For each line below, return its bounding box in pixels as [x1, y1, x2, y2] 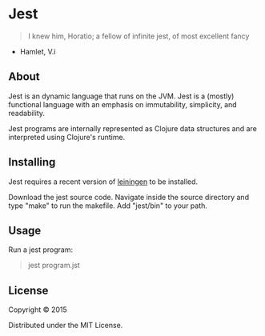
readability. [8, 108, 46, 118]
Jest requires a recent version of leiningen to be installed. [8, 177, 199, 186]
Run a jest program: [8, 245, 74, 254]
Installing [8, 155, 56, 169]
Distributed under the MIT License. [8, 321, 123, 330]
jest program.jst [27, 261, 80, 270]
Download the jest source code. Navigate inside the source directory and [8, 192, 250, 202]
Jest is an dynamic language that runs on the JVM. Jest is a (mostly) [8, 91, 235, 101]
